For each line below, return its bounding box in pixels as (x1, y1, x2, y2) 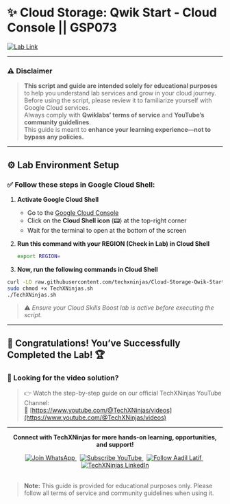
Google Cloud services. (23, 104, 90, 112)
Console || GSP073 (7, 20, 118, 36)
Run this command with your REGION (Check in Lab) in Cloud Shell (16, 239, 210, 248)
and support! (96, 441, 134, 449)
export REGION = (16, 253, 61, 260)
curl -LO (7, 278, 32, 286)
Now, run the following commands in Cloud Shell (16, 265, 159, 273)
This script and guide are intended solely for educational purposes (23, 82, 218, 90)
